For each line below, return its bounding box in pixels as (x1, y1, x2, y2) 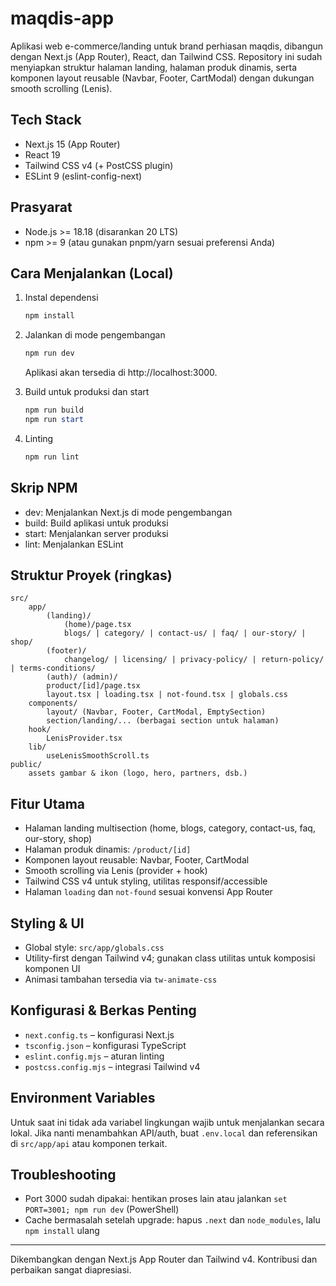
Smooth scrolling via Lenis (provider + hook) (24, 865, 208, 877)
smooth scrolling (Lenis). (10, 82, 113, 94)
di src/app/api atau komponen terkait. (10, 1137, 168, 1149)
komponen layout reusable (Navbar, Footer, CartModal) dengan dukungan (10, 72, 315, 84)
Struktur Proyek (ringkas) (10, 567, 173, 584)
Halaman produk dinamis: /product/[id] (24, 843, 192, 856)
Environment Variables (10, 1090, 156, 1107)
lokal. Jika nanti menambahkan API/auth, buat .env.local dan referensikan (10, 1127, 318, 1139)
